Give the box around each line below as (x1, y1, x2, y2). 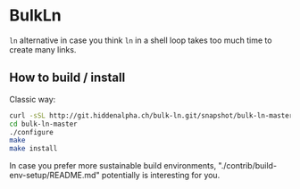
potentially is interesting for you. (101, 170, 221, 181)
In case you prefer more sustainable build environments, (9, 160, 217, 171)
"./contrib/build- (218, 160, 278, 171)
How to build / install (9, 70, 126, 86)
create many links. (9, 44, 77, 54)
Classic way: (9, 94, 56, 104)
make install (9, 144, 58, 153)
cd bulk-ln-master (9, 119, 78, 128)
